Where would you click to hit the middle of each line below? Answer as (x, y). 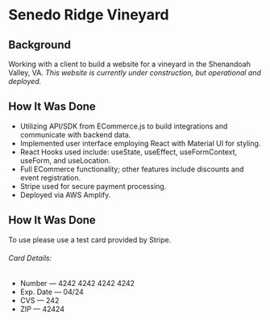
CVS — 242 (39, 300)
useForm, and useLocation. (65, 160)
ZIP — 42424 (42, 309)
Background (39, 45)
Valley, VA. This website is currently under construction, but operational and (135, 73)
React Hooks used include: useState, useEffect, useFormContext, (129, 152)
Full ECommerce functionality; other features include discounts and (132, 169)
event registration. (50, 177)
